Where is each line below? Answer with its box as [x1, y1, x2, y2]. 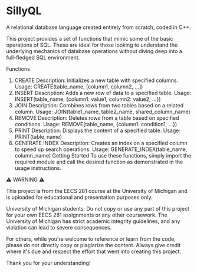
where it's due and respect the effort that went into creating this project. [6, 248, 182, 255]
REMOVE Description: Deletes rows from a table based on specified [14, 114, 179, 122]
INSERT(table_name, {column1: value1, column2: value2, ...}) [14, 96, 161, 103]
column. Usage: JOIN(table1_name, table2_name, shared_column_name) [14, 108, 191, 115]
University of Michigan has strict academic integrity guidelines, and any [6, 217, 180, 225]
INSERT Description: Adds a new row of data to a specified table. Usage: [14, 89, 192, 96]
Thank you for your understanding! [6, 259, 91, 266]
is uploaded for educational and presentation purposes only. [6, 194, 153, 201]
